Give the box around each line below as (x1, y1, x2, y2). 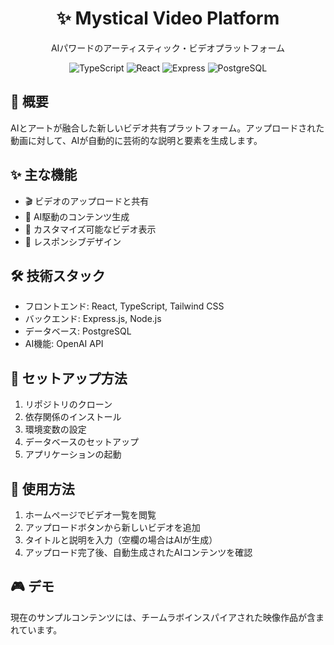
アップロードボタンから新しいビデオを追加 (24, 522, 201, 533)
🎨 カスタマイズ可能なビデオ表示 (24, 223, 157, 235)
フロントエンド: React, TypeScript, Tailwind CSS (24, 300, 225, 312)
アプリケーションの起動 (24, 448, 122, 461)
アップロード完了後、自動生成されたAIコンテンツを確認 (24, 547, 253, 558)
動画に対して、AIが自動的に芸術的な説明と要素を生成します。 (10, 134, 263, 146)
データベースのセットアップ (24, 436, 140, 448)
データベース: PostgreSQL (24, 325, 132, 337)
